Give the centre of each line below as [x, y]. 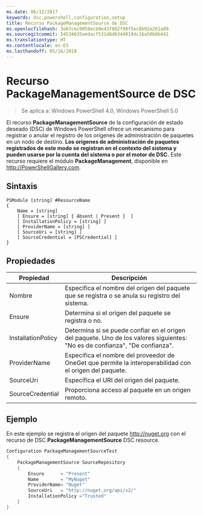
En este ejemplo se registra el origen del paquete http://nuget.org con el [96, 434]
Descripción [129, 278]
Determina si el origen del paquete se [118, 313]
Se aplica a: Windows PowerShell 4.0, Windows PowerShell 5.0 [99, 111]
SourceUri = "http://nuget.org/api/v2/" [82, 491]
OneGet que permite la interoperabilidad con [128, 363]
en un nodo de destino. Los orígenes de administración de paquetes [93, 141]
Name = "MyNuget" [59, 479]
